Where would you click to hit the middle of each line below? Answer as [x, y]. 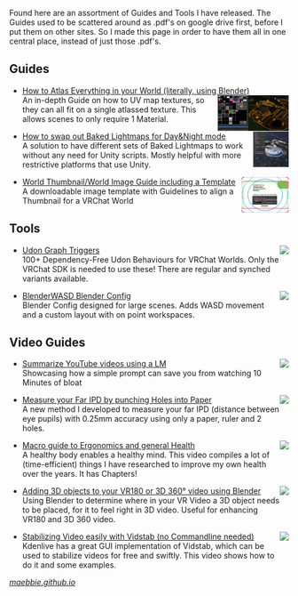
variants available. [55, 278]
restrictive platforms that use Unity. [86, 165]
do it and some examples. [69, 565]
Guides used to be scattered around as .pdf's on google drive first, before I [146, 22]
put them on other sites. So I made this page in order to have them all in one [148, 32]
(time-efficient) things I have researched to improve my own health [144, 464]
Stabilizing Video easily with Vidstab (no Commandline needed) [138, 536]
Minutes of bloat [52, 383]
